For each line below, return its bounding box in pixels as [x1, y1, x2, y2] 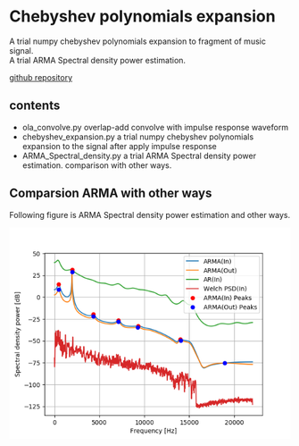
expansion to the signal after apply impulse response [21, 140, 217, 151]
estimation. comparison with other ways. [21, 159, 172, 171]
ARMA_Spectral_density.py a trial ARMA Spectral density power [21, 150, 257, 161]
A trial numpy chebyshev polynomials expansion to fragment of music [9, 36, 266, 46]
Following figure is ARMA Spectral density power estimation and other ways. [9, 209, 291, 220]
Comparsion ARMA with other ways [9, 186, 212, 201]
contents [9, 98, 61, 114]
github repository [9, 72, 73, 82]
